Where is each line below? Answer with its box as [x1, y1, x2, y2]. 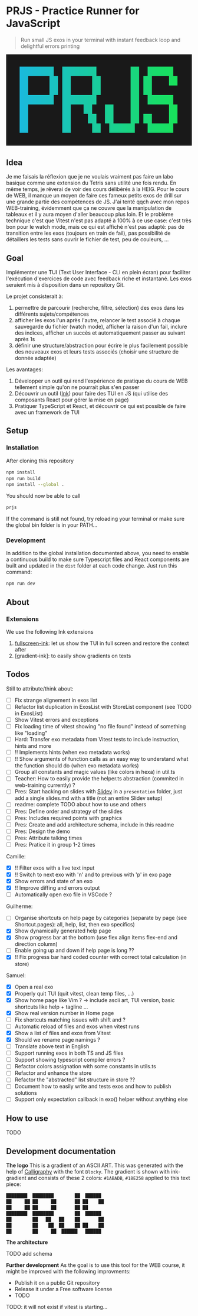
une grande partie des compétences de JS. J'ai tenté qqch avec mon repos [6, 198, 190, 205]
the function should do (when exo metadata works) [14, 762, 140, 769]
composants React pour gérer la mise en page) [14, 396, 129, 403]
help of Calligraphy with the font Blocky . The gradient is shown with [6, 1168, 170, 1175]
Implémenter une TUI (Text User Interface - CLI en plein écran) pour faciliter [6, 269, 191, 275]
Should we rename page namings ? [14, 1036, 100, 1043]
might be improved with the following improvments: [6, 1268, 131, 1275]
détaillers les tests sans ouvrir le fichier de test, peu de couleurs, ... [6, 236, 169, 243]
